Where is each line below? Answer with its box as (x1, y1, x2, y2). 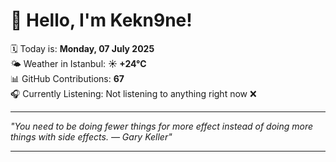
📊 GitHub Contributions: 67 (10, 72, 125, 84)
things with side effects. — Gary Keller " (10, 130, 173, 143)
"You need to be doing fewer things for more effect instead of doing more (10, 120, 314, 132)
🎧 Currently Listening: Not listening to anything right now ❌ (10, 87, 257, 99)
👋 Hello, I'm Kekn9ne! (10, 9, 193, 32)
